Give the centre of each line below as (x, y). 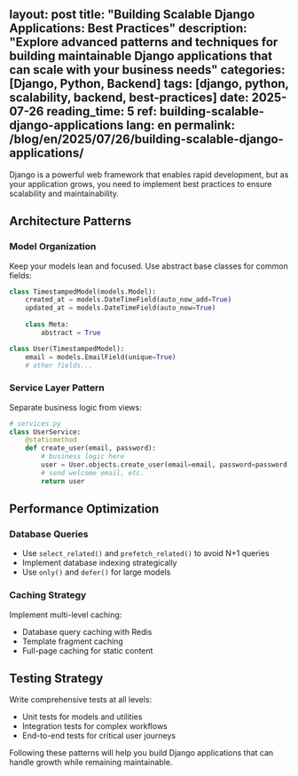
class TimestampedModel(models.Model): (83, 292)
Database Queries (49, 534)
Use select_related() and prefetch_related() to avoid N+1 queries (145, 553)
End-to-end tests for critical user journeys (98, 736)
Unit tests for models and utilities (82, 717)
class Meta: (47, 325)
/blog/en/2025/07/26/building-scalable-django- (146, 140)
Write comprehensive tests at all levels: (81, 700)
